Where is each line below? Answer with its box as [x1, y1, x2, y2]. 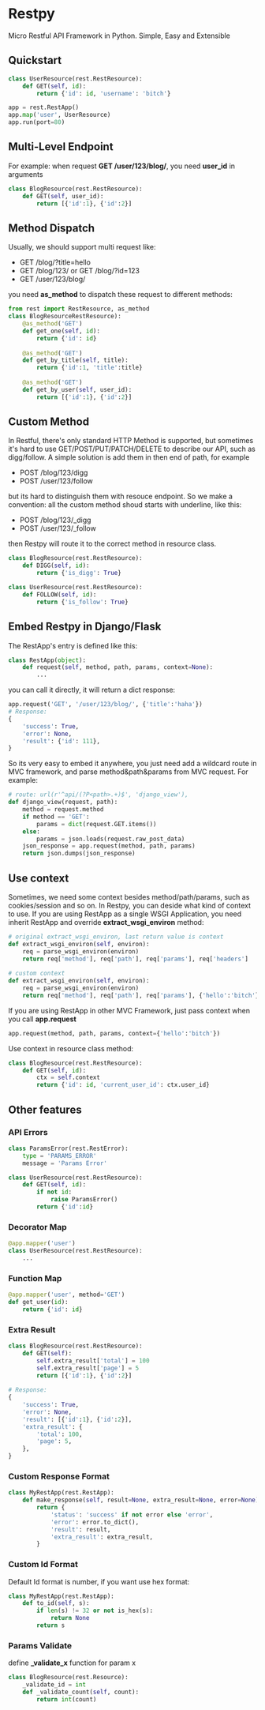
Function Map [8, 1272, 62, 1283]
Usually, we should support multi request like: [8, 242, 156, 252]
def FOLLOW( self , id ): [22, 590, 97, 599]
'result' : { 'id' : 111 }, [22, 737, 101, 745]
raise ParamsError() [50, 1196, 118, 1204]
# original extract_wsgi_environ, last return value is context [8, 933, 224, 941]
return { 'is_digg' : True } [36, 569, 122, 577]
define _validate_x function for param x [8, 1658, 136, 1667]
